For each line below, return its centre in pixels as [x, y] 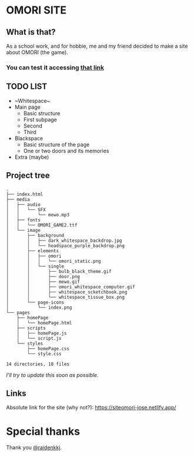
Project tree [28, 176]
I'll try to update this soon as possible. [52, 375]
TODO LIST [27, 87]
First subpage [40, 119]
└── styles [30, 343]
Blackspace [29, 138]
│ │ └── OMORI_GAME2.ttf [42, 225]
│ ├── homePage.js [42, 333]
